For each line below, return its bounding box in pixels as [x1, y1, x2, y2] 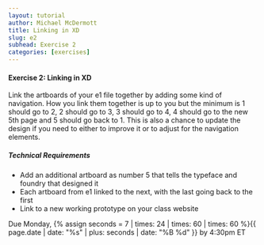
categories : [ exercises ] [8, 48, 90, 56]
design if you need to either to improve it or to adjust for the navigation [8, 124, 239, 134]
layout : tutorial [8, 11, 66, 20]
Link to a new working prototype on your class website [19, 204, 199, 213]
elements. [8, 132, 41, 142]
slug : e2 [8, 33, 37, 42]
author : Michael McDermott [8, 19, 98, 27]
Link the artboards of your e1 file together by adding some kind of [8, 90, 223, 100]
